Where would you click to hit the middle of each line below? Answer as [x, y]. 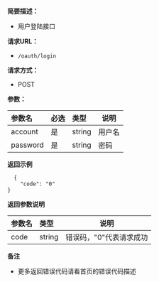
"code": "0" [38, 184]
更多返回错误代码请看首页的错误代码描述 [77, 271]
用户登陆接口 [36, 26]
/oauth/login [37, 56]
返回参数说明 [26, 204]
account [25, 132]
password [27, 145]
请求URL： [23, 41]
